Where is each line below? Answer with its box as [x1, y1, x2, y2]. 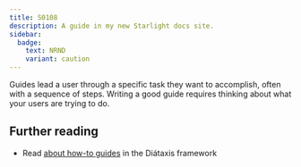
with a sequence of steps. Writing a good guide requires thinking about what [9, 88, 292, 99]
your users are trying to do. [9, 98, 110, 108]
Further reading [9, 124, 99, 139]
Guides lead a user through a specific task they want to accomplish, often [9, 79, 281, 89]
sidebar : [9, 29, 42, 38]
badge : [17, 38, 42, 47]
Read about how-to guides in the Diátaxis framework [21, 147, 218, 158]
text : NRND [25, 46, 66, 55]
